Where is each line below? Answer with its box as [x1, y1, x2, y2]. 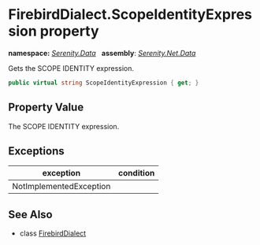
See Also [8, 207, 53, 221]
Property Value [8, 101, 84, 114]
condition [117, 168, 155, 179]
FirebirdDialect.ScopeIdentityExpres [8, 6, 252, 24]
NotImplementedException [12, 181, 111, 192]
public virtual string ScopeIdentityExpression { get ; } [8, 79, 199, 87]
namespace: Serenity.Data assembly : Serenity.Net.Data [8, 48, 196, 58]
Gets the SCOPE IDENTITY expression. [8, 63, 135, 72]
